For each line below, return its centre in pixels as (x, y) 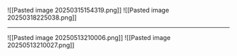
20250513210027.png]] (41, 45)
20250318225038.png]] (42, 17)
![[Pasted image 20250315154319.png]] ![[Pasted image (88, 10)
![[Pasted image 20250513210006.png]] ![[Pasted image (89, 37)
